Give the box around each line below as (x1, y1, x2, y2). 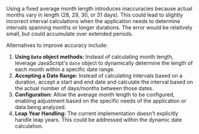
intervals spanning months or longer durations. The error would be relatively (6, 24, 193, 31)
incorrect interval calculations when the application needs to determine (6, 18, 181, 24)
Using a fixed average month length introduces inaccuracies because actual (6, 5, 192, 12)
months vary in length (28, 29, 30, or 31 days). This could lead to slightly (6, 11, 183, 18)
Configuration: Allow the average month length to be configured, (14, 91, 175, 98)
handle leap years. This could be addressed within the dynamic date (14, 116, 182, 123)
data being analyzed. (14, 104, 67, 110)
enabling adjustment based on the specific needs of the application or (14, 97, 187, 104)
